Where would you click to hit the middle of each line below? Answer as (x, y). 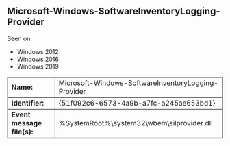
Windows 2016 (38, 59)
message (27, 123)
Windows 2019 (38, 66)
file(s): (22, 132)
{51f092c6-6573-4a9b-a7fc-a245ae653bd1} (137, 103)
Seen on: (20, 38)
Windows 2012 (38, 51)
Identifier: (28, 103)
